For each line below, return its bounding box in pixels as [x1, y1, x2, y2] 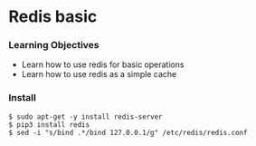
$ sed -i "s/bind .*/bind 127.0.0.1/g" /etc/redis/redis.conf [8, 128, 248, 137]
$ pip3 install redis [8, 120, 90, 129]
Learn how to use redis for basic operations [21, 59, 185, 70]
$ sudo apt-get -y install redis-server [8, 112, 164, 122]
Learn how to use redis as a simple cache [21, 69, 177, 80]
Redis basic [8, 6, 98, 27]
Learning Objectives [8, 39, 100, 52]
